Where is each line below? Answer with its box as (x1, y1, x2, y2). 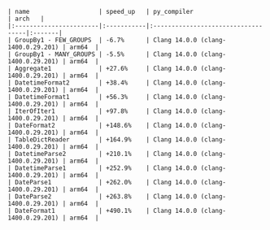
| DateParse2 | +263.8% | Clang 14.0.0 (7, 193, 198, 201)
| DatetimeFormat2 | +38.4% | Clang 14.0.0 (7, 79, 198, 87)
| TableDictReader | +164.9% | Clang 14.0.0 (7, 136, 198, 144)
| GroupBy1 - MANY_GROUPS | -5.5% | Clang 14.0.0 (7, 50, 198, 59)
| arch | (7, 15, 45, 23)
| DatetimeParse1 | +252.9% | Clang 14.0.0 (7, 164, 198, 172)
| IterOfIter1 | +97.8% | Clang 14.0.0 (7, 107, 198, 115)
